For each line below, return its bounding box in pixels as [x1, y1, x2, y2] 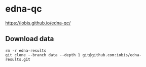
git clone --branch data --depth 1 [5, 52, 81, 57]
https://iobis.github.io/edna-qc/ [5, 20, 71, 26]
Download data [5, 35, 54, 43]
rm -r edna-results [5, 48, 47, 53]
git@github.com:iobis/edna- [82, 52, 142, 57]
